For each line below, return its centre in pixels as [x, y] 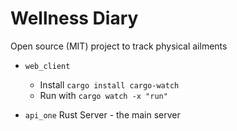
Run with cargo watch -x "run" [103, 95]
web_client [47, 66]
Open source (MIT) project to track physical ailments [119, 46]
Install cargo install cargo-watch [109, 84]
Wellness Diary [74, 18]
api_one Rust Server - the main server [102, 114]
